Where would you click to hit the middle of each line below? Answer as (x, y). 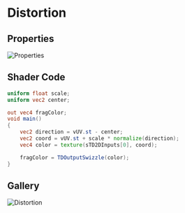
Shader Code (36, 77)
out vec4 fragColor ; (37, 112)
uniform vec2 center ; (39, 100)
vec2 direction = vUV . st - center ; (72, 132)
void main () (24, 119)
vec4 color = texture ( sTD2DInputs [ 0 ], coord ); (89, 145)
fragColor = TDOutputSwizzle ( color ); (75, 157)
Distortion (37, 13)
